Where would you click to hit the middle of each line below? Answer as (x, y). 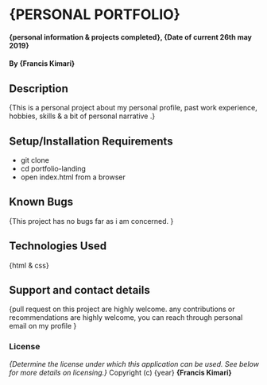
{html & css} (29, 265)
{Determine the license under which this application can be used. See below (134, 364)
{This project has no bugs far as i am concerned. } (91, 221)
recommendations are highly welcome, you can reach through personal (126, 318)
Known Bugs (41, 202)
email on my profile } (43, 326)
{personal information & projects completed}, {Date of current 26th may (131, 37)
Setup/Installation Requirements (91, 141)
